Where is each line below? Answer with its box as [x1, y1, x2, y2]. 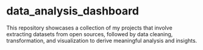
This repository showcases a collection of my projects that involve [6, 24, 173, 31]
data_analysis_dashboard [6, 4, 139, 18]
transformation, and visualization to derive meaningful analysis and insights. [6, 37, 198, 44]
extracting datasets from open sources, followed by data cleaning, [6, 30, 173, 37]
